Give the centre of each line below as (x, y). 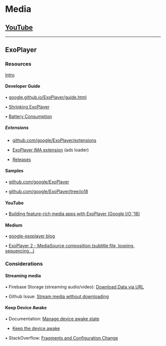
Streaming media (23, 276)
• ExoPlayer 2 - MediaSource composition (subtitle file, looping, (70, 246)
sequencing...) (20, 251)
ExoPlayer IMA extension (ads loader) (50, 150)
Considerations (24, 264)
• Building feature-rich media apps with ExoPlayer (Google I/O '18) (73, 214)
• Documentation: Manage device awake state (52, 319)
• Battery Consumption (29, 116)
